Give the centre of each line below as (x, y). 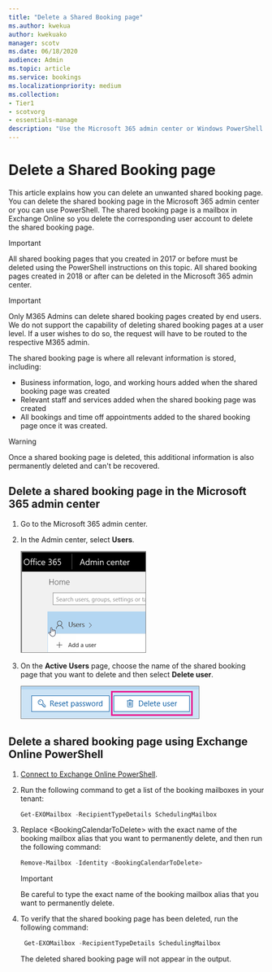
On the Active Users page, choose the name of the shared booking (133, 666)
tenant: (32, 799)
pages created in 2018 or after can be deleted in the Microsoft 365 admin (131, 276)
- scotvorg (27, 112)
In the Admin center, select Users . (77, 539)
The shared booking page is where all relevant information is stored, (123, 357)
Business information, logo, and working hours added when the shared (139, 382)
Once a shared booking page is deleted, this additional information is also (131, 457)
